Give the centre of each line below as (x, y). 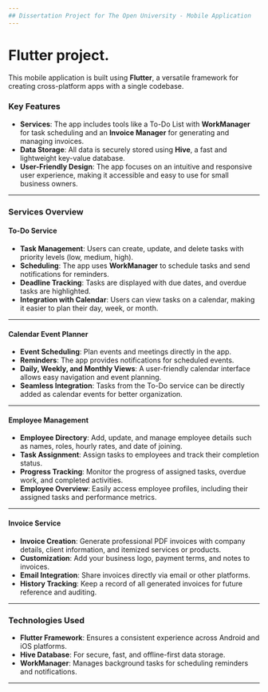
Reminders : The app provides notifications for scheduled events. (127, 360)
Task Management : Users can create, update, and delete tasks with (132, 248)
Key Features (35, 106)
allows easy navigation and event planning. (91, 378)
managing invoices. (52, 141)
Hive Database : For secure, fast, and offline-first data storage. (122, 654)
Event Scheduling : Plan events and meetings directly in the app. (126, 352)
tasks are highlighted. (55, 291)
